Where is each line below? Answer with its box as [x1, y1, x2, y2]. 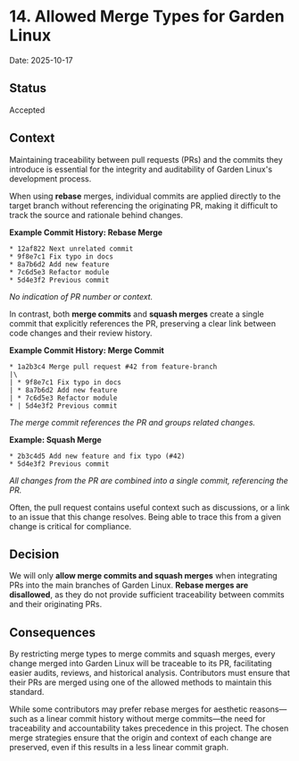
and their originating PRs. [9, 599, 103, 610]
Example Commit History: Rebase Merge [9, 226, 163, 238]
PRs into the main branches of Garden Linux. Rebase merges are [9, 579, 249, 591]
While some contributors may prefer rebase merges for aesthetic [9, 704, 248, 714]
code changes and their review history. [9, 327, 153, 338]
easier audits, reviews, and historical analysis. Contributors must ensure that [9, 668, 290, 679]
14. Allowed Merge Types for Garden [9, 6, 285, 27]
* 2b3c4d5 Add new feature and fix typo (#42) [9, 452, 186, 461]
